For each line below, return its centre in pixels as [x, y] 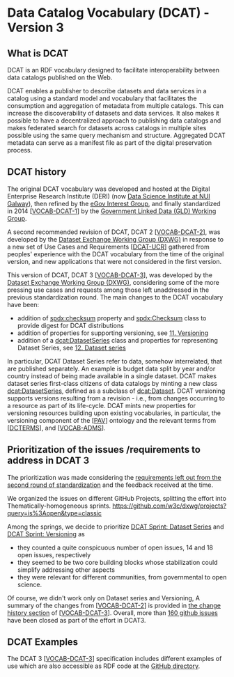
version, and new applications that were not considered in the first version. [115, 261]
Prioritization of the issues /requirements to [104, 450]
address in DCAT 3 [48, 461]
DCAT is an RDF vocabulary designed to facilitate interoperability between [114, 70]
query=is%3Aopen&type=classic [55, 513]
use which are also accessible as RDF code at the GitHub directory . [104, 666]
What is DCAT [38, 53]
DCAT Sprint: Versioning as [46, 534]
